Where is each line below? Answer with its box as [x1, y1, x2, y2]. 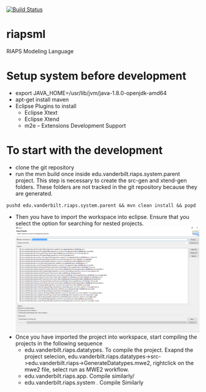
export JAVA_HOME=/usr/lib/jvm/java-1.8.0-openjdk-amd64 [15, 89, 167, 96]
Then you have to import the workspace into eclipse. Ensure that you [15, 213, 189, 220]
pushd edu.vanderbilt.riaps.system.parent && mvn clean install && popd [6, 202, 196, 209]
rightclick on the [153, 359, 194, 366]
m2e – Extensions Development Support [24, 121, 126, 129]
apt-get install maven [15, 96, 69, 103]
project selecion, [24, 353, 67, 360]
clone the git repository [15, 163, 75, 171]
